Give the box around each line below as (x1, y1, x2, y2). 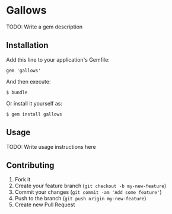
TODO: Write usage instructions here (6, 143, 96, 150)
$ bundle (6, 90, 28, 95)
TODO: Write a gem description (6, 23, 83, 30)
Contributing (6, 160, 55, 170)
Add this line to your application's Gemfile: (6, 56, 110, 63)
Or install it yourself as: (6, 100, 62, 107)
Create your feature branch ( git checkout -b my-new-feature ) (14, 182, 167, 190)
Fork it (14, 176, 31, 183)
